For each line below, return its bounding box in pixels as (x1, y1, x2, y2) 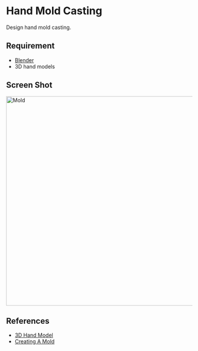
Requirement (6, 41, 55, 51)
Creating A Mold (14, 338, 55, 345)
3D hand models (14, 63, 55, 70)
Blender (14, 56, 34, 63)
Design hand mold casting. (6, 24, 72, 31)
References (6, 315, 50, 326)
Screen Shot (6, 80, 53, 90)
